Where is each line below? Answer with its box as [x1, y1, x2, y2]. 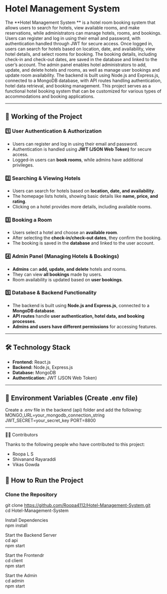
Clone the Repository [5, 491, 58, 498]
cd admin [5, 578, 24, 584]
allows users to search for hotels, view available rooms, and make [5, 24, 140, 30]
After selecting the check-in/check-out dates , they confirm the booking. [12, 235, 162, 241]
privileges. [12, 162, 34, 168]
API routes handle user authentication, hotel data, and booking [12, 313, 145, 319]
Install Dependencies [5, 517, 48, 523]
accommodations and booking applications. [5, 93, 95, 99]
